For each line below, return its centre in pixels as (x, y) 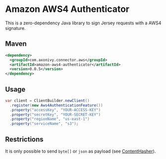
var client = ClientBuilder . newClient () (48, 100)
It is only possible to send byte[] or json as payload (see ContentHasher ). (81, 151)
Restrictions (24, 139)
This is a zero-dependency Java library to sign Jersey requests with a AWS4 (83, 23)
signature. (15, 28)
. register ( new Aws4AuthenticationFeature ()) (56, 105)
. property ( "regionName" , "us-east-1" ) (50, 119)
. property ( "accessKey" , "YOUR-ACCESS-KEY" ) (55, 110)
